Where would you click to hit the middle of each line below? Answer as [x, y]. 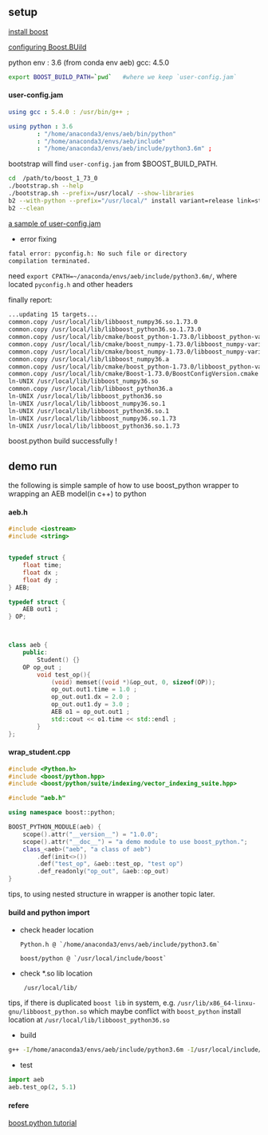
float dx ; [41, 573]
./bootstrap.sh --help [46, 186]
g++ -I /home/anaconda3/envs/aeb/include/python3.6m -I [101, 1050]
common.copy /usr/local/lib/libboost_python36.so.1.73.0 [105, 329]
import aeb [26, 1080]
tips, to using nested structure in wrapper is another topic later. [112, 894]
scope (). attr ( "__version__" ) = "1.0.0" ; [91, 834]
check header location [57, 930]
